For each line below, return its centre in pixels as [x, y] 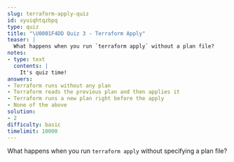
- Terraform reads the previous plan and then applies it [94, 92]
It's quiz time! [44, 72]
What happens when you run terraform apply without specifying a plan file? [117, 151]
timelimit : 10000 [33, 131]
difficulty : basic [34, 124]
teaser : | [22, 40]
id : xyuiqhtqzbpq [33, 20]
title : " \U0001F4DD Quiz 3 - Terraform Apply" [76, 33]
